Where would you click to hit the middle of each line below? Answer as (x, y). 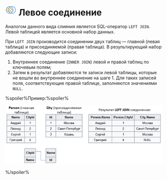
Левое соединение (60, 13)
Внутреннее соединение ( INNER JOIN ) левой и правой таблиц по (80, 62)
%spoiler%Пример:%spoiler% (37, 98)
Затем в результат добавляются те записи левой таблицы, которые (84, 72)
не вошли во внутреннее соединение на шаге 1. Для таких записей (84, 78)
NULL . (18, 88)
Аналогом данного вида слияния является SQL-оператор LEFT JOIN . (78, 26)
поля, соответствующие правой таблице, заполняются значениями (84, 83)
